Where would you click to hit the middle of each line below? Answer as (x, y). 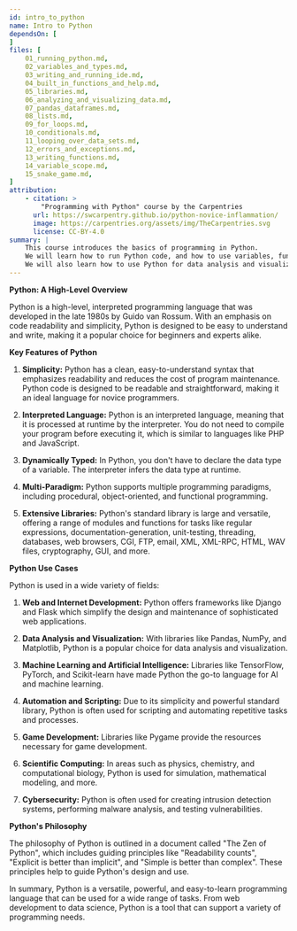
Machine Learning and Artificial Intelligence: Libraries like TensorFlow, (153, 664)
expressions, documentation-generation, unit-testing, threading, (139, 531)
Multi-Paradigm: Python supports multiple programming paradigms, (147, 486)
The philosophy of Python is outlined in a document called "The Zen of (138, 843)
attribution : (33, 190)
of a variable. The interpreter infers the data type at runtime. (131, 469)
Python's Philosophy (48, 826)
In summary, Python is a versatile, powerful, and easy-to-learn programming (148, 888)
